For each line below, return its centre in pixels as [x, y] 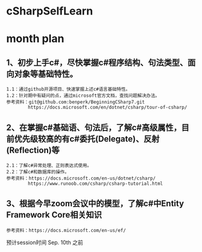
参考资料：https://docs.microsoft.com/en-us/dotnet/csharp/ [81, 178]
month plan [35, 39]
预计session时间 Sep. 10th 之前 [45, 242]
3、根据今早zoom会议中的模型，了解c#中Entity [95, 204]
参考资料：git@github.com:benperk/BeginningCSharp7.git [76, 102]
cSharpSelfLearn [50, 11]
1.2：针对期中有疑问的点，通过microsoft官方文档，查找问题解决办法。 [83, 96]
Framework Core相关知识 [54, 215]
